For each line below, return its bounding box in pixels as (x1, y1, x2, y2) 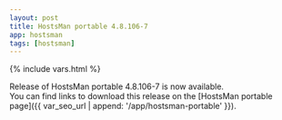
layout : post (9, 13, 59, 23)
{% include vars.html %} (9, 64, 102, 75)
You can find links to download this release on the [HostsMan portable (9, 91, 273, 102)
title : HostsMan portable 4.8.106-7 (9, 22, 148, 31)
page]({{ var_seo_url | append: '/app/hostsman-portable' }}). (9, 101, 237, 112)
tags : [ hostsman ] (9, 38, 76, 48)
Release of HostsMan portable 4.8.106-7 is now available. (9, 81, 225, 92)
